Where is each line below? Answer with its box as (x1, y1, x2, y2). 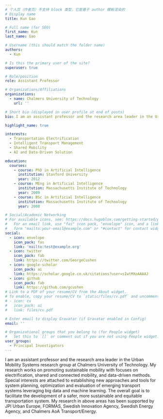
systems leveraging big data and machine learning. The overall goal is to (5, 387, 150, 393)
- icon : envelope (9, 235, 45, 240)
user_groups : (5, 339, 32, 344)
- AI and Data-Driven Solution (9, 149, 73, 155)
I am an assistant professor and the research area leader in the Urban (5, 356, 144, 363)
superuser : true (5, 65, 38, 70)
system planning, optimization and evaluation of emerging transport (5, 383, 141, 388)
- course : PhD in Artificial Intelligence (14, 167, 101, 173)
